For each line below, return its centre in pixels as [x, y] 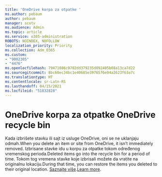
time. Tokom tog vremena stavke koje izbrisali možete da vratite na [72, 159]
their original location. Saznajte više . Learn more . [53, 169]
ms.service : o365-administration [39, 37]
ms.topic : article [23, 32]
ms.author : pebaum [23, 14]
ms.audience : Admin [25, 28]
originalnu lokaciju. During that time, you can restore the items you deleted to [81, 164]
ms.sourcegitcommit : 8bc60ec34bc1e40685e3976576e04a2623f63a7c [70, 73]
